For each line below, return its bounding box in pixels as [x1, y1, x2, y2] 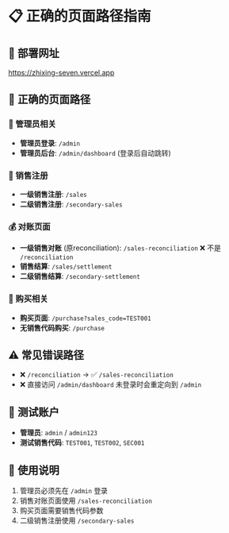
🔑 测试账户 [8, 405, 59, 419]
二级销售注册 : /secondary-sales [19, 199, 123, 209]
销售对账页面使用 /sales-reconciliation [19, 496, 153, 505]
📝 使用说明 [8, 463, 59, 477]
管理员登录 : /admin [19, 138, 81, 148]
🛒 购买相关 [8, 293, 49, 304]
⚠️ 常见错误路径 [8, 348, 85, 361]
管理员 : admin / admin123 [19, 428, 97, 438]
